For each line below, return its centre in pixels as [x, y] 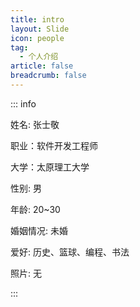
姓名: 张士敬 [35, 124]
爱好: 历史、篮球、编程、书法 [70, 252]
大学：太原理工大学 [50, 167]
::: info [23, 103]
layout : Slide [40, 29]
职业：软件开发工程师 [54, 145]
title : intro [37, 19]
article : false [42, 66]
